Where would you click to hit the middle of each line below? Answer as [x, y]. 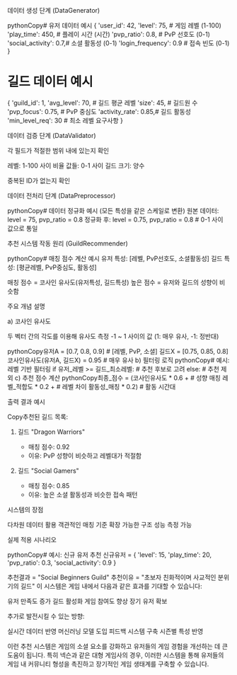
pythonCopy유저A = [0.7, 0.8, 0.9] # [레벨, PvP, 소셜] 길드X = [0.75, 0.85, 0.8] [118, 351]
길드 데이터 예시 [50, 82]
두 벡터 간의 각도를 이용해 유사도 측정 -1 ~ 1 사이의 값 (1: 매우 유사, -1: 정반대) [113, 336]
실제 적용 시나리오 [32, 539]
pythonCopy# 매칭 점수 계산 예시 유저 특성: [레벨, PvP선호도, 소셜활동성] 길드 [115, 258]
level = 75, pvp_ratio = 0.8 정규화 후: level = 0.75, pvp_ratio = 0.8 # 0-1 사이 [115, 219]
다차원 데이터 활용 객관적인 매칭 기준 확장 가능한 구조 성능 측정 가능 [100, 524]
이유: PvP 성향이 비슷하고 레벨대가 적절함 [85, 456]
